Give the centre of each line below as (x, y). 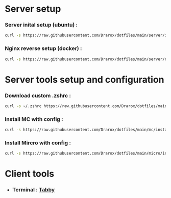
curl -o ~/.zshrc (23, 106)
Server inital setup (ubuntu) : (41, 25)
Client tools (30, 174)
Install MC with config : (34, 119)
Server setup (33, 9)
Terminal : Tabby (33, 190)
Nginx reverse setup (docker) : (43, 48)
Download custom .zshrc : (38, 95)
